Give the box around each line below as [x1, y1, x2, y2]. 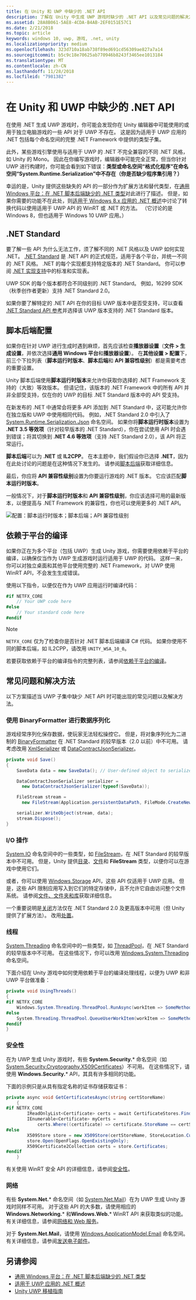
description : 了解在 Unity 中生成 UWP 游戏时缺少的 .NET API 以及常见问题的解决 [6, 14, 189, 20]
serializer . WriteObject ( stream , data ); [16, 811, 114, 816]
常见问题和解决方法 [6, 676, 75, 686]
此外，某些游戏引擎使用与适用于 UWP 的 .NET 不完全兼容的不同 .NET [6, 149, 171, 156]
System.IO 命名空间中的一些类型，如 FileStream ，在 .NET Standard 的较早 [6, 850, 184, 857]
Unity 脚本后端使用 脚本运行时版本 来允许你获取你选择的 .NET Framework [6, 377, 180, 384]
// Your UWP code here [16, 599, 72, 605]
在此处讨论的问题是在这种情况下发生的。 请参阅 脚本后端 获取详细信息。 [6, 460, 176, 467]
